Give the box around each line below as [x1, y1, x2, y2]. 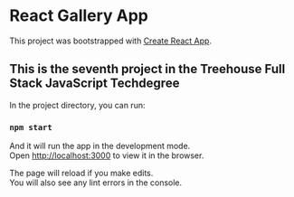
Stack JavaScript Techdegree [9, 76, 180, 91]
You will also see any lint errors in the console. [9, 177, 183, 188]
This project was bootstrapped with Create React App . [9, 35, 213, 46]
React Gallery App [9, 5, 149, 26]
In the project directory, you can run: [9, 99, 146, 110]
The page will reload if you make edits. [9, 168, 154, 179]
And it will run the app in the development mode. [9, 141, 191, 152]
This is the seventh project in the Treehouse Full [9, 61, 286, 77]
